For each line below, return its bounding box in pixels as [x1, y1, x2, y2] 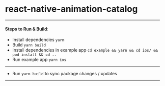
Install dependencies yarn [12, 37, 65, 43]
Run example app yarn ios [12, 57, 67, 63]
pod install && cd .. [12, 52, 56, 57]
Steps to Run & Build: [5, 26, 49, 32]
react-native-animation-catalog [5, 3, 138, 15]
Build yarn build [12, 42, 46, 48]
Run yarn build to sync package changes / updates [12, 71, 117, 77]
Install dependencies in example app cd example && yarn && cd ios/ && [12, 47, 158, 53]
